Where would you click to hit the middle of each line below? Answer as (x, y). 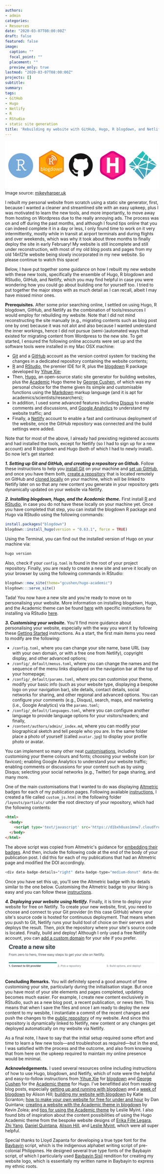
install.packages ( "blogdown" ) (36, 525)
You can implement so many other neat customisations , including (71, 751)
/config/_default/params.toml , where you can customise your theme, (82, 679)
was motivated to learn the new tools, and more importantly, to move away (80, 213)
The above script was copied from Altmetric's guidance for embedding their (81, 847)
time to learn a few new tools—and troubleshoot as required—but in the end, (82, 1043)
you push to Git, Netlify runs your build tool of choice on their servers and (79, 922)
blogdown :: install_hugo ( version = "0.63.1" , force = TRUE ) (66, 529)
